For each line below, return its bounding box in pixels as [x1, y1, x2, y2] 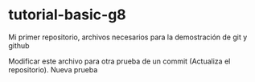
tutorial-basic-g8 [8, 6, 126, 24]
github [8, 40, 30, 50]
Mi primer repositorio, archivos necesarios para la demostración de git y [8, 32, 248, 42]
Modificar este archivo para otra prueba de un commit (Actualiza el [8, 56, 231, 66]
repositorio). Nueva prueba [8, 64, 98, 74]
